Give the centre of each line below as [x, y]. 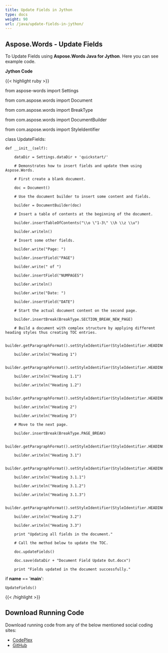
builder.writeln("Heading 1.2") [48, 385]
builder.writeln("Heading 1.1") [48, 376]
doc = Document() [32, 188]
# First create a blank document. [50, 179]
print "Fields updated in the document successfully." [72, 569]
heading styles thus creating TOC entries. [51, 333]
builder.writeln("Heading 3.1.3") [50, 495]
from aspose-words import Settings [42, 91]
